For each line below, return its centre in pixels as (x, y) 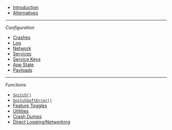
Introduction (26, 7)
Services (22, 54)
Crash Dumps (27, 116)
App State (23, 64)
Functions (16, 85)
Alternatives (25, 13)
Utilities (21, 111)
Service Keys (27, 59)
